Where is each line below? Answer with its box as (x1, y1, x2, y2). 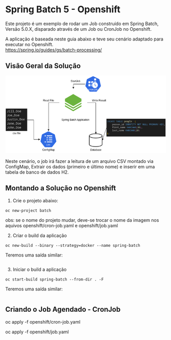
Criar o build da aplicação (12, 232, 67, 239)
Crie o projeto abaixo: (12, 197, 59, 203)
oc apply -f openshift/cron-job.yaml (5, 318, 81, 325)
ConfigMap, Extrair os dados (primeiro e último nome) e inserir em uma (5, 164, 155, 170)
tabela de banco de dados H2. (5, 169, 69, 175)
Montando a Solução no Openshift (5, 184, 116, 193)
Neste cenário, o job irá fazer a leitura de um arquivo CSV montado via (5, 158, 154, 164)
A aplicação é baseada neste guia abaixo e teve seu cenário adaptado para (5, 36, 163, 42)
